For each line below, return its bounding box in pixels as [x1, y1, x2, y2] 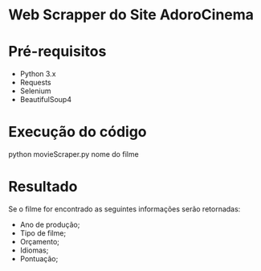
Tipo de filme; [19, 228, 67, 238]
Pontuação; [19, 254, 59, 263]
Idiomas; [19, 245, 49, 255]
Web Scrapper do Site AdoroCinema [8, 6, 255, 24]
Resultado [8, 178, 78, 196]
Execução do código [8, 123, 147, 142]
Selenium [19, 86, 51, 96]
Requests [19, 78, 51, 88]
